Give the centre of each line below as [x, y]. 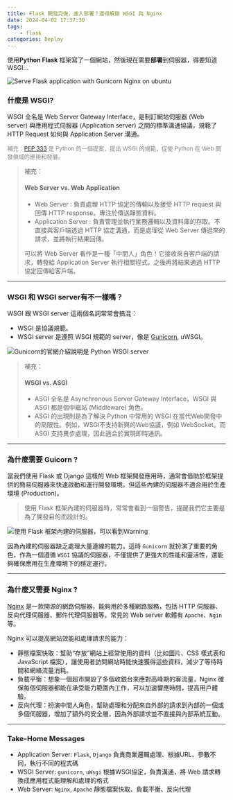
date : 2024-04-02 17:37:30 [46, 20]
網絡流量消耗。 [51, 670]
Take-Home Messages [46, 738]
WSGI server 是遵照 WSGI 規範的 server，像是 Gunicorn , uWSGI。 [112, 336]
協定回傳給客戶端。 [52, 270]
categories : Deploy [35, 40]
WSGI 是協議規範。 [44, 328]
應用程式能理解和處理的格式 [69, 781]
